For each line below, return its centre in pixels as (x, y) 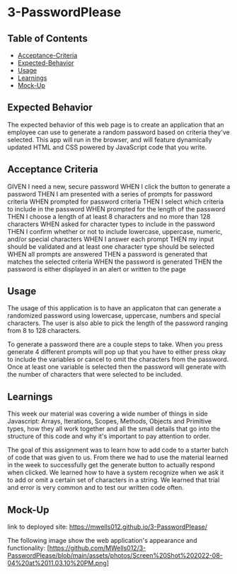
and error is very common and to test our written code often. (96, 488)
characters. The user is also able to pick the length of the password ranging (118, 323)
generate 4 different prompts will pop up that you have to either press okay (117, 352)
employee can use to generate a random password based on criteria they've (118, 132)
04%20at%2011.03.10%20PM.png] (58, 563)
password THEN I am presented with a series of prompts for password (110, 194)
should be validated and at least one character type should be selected (111, 246)
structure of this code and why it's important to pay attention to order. (109, 436)
